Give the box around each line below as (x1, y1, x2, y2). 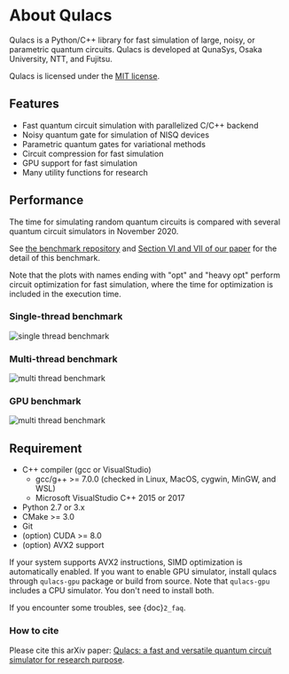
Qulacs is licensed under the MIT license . (9, 70, 160, 81)
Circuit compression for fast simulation (21, 148, 164, 159)
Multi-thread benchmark (9, 352, 118, 364)
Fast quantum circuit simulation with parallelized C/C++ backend (21, 120, 259, 130)
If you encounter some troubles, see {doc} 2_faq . (9, 602, 186, 613)
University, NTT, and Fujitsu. (9, 53, 113, 64)
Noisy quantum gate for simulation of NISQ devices (21, 129, 210, 140)
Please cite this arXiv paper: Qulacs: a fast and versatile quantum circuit (9, 645, 272, 655)
